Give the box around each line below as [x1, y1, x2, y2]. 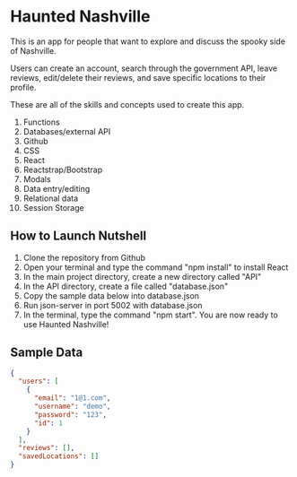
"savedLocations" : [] [18, 452, 100, 461]
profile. [10, 82, 37, 92]
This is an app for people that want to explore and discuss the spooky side [10, 36, 286, 47]
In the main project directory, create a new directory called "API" [22, 271, 262, 282]
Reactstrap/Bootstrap [22, 164, 102, 175]
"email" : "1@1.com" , [33, 394, 111, 403]
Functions [22, 117, 61, 127]
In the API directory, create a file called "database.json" [22, 281, 229, 291]
